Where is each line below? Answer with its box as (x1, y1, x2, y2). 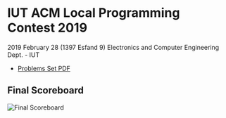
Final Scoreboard (7, 84, 84, 96)
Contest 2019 (7, 20, 88, 36)
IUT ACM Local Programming (7, 5, 180, 21)
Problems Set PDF (17, 64, 70, 72)
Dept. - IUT (7, 51, 40, 59)
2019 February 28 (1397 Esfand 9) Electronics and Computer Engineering (7, 43, 220, 51)
